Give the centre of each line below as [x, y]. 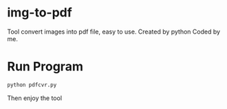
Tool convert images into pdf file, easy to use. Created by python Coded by [114, 32]
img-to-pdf [40, 13]
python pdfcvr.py [32, 85]
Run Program [45, 67]
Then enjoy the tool [35, 98]
